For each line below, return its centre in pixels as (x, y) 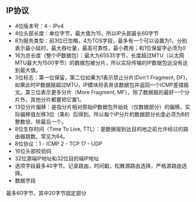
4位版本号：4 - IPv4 (39, 26)
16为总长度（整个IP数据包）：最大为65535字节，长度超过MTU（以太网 (99, 55)
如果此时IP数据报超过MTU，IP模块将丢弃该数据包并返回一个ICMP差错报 (102, 85)
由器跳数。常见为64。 (41, 136)
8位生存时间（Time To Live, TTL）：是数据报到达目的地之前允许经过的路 (102, 129)
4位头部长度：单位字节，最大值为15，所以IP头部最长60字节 (87, 33)
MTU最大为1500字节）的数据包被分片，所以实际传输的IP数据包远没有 (99, 62)
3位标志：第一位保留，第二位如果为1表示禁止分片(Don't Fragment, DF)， (102, 77)
